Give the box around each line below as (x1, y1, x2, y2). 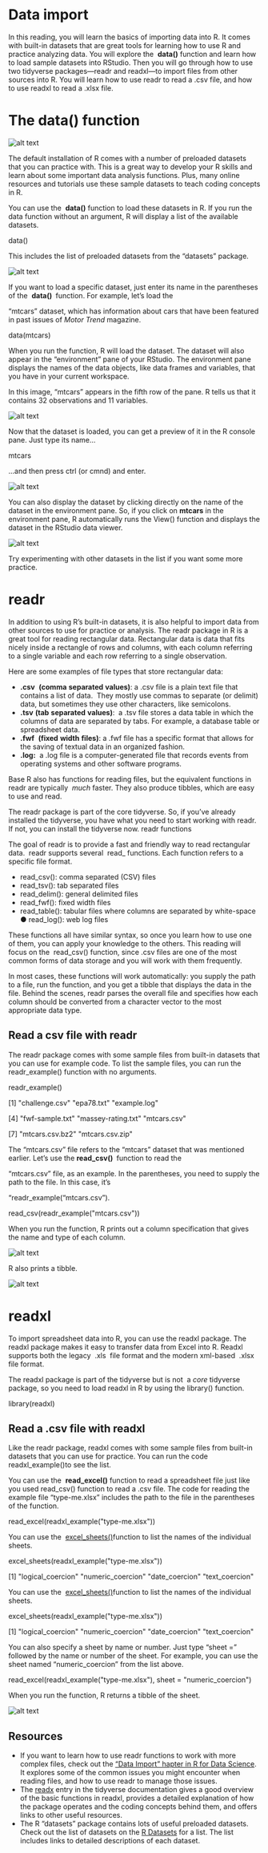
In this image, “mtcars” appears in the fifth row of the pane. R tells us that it (8, 386, 256, 396)
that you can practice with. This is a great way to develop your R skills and (8, 162, 253, 172)
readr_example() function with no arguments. (8, 1066, 158, 1076)
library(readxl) (8, 1398, 55, 1408)
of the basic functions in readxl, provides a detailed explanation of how (19, 1794, 254, 1803)
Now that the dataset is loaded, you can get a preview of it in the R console (8, 427, 256, 436)
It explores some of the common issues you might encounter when (19, 1768, 241, 1778)
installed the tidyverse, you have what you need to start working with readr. (8, 815, 257, 825)
